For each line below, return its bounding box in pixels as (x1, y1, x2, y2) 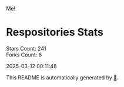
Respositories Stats (6, 26, 104, 39)
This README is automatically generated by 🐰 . (6, 73, 119, 81)
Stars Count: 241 (6, 45, 46, 52)
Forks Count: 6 (6, 51, 42, 58)
